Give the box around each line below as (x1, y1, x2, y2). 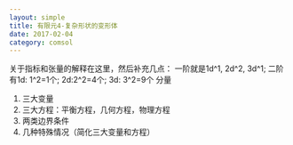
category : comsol (9, 37, 74, 47)
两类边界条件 (21, 116, 69, 126)
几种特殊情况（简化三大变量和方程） (21, 126, 155, 138)
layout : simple (9, 12, 66, 22)
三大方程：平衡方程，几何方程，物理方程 (21, 104, 170, 116)
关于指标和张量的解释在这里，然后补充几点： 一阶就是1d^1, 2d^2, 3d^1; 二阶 (9, 63, 284, 74)
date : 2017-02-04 (9, 29, 74, 38)
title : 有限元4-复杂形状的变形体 (9, 21, 118, 30)
